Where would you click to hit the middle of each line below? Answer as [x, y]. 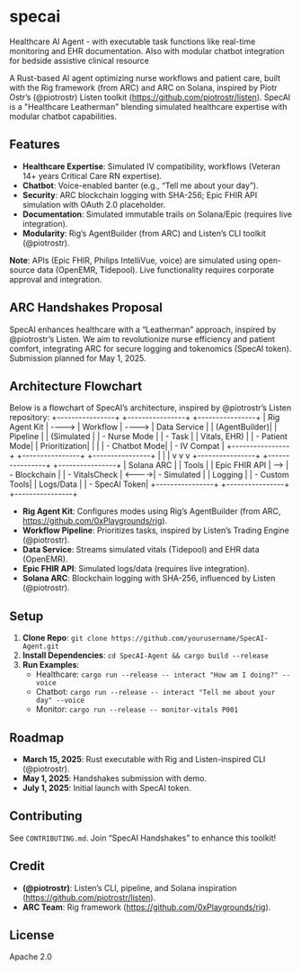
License [32, 935]
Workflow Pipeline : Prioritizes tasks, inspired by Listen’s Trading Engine [156, 530]
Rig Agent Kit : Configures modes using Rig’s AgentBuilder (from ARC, [151, 511]
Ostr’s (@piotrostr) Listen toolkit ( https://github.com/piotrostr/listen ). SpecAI [150, 97]
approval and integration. [56, 279]
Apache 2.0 [31, 957]
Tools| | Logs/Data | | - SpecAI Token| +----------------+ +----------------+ [150, 484]
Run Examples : [51, 665]
